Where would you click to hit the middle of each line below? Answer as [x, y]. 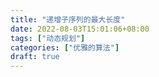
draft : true [35, 57]
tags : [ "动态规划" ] [48, 38]
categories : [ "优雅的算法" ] [65, 47]
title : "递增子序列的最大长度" [68, 19]
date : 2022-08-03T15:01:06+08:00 [80, 29]
